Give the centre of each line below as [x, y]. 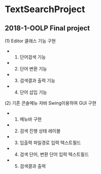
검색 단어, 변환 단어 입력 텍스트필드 [54, 154]
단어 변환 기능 [33, 69]
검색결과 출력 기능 [37, 80]
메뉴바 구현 [30, 119]
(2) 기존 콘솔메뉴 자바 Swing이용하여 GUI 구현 [51, 103]
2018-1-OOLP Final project [47, 28]
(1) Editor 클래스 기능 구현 [30, 41]
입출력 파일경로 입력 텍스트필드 [50, 143]
